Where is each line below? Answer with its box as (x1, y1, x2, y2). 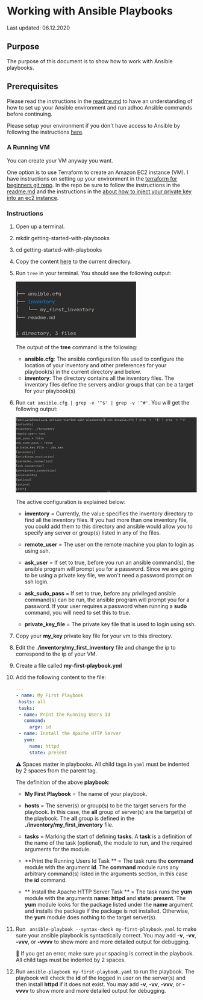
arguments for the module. (24, 845, 91, 852)
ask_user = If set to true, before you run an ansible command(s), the (24, 559, 195, 567)
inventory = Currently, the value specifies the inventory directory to (24, 510, 193, 517)
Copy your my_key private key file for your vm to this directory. (15, 632, 173, 639)
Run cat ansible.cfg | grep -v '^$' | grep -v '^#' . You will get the (15, 399, 190, 406)
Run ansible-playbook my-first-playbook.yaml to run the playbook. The (15, 967, 195, 975)
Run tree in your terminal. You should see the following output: (15, 270, 172, 277)
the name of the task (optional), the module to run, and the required (24, 839, 192, 846)
